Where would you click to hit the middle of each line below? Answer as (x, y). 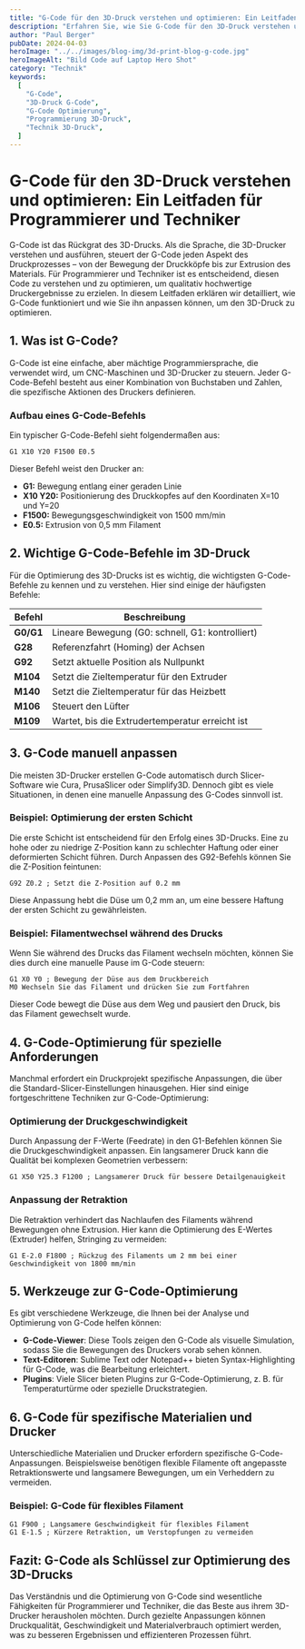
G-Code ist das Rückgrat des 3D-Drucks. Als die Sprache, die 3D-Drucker (148, 244)
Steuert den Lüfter (90, 706)
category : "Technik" (49, 69)
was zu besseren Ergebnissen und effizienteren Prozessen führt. (131, 1635)
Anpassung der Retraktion (69, 1200)
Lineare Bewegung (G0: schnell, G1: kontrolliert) (154, 632)
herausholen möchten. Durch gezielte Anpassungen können (153, 1616)
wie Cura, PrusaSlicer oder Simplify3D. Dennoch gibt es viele (159, 785)
